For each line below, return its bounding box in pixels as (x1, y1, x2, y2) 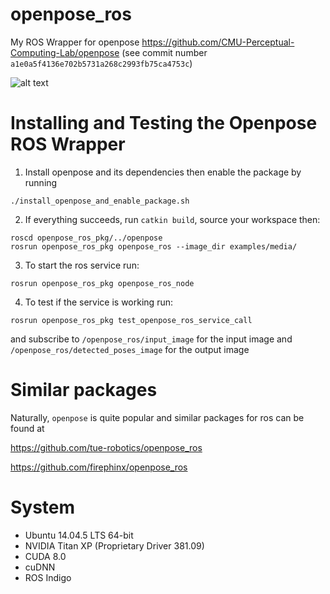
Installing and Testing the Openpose (10, 112, 318, 135)
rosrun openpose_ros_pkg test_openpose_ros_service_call (10, 315, 253, 325)
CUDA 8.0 (24, 550, 67, 562)
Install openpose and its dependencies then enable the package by (24, 166, 302, 178)
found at (10, 422, 45, 434)
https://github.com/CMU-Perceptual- (141, 36, 295, 48)
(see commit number (121, 46, 208, 58)
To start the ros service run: (24, 259, 140, 271)
